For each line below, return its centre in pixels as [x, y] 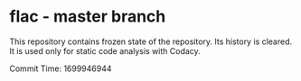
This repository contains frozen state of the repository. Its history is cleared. [150, 41]
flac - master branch [88, 17]
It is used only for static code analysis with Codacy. [105, 50]
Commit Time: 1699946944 [61, 68]
